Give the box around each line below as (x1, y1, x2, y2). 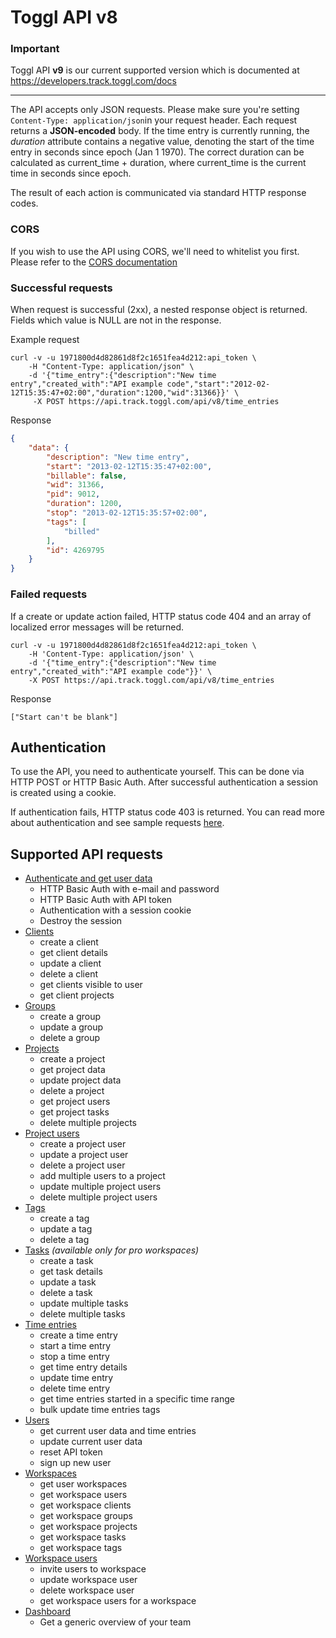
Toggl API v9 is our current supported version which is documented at (10, 64, 300, 76)
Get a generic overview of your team (39, 1616, 192, 1628)
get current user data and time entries (39, 1425, 197, 1437)
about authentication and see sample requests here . (10, 817, 225, 829)
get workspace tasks (39, 1531, 127, 1543)
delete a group (39, 1032, 101, 1044)
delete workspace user (39, 1584, 135, 1596)
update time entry (39, 1372, 114, 1384)
